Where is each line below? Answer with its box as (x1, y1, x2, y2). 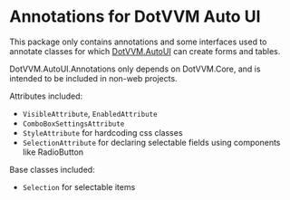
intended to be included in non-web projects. (9, 72, 179, 83)
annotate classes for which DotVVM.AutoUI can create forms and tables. (9, 45, 281, 56)
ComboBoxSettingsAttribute (22, 119, 125, 129)
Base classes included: (9, 164, 95, 175)
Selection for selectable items (22, 181, 136, 192)
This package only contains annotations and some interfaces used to (9, 36, 267, 47)
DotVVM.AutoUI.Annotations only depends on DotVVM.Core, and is (9, 63, 261, 74)
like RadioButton (22, 147, 84, 157)
